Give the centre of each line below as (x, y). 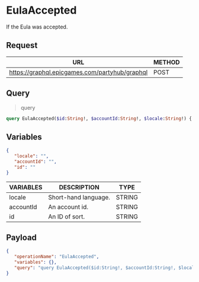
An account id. (68, 207)
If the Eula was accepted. (37, 27)
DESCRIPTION (79, 187)
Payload (22, 238)
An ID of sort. (66, 216)
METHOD (166, 62)
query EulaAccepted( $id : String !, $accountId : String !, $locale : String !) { (99, 118)
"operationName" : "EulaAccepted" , (57, 257)
